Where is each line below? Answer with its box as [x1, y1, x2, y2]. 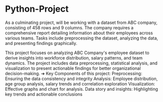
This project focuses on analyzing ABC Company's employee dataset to [5, 50, 150, 56]
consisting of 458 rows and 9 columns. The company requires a [5, 24, 134, 30]
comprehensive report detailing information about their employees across [5, 30, 153, 36]
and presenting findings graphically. [5, 40, 78, 46]
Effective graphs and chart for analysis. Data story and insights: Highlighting [5, 86, 158, 92]
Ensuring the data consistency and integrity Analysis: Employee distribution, [5, 76, 158, 82]
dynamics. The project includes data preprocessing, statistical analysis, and [5, 60, 158, 66]
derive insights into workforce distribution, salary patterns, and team [5, 55, 143, 61]
